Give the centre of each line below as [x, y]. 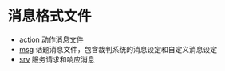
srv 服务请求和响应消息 [57, 59]
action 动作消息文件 [51, 39]
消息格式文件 [50, 16]
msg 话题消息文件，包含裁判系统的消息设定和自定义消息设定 [118, 49]
